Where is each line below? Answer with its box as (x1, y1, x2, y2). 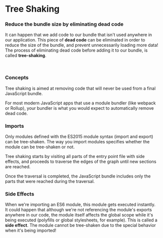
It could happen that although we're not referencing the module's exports (5, 207, 152, 213)
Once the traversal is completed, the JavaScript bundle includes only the (5, 173, 151, 179)
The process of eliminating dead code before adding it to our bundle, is (5, 47, 148, 53)
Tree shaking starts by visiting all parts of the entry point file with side (5, 154, 145, 159)
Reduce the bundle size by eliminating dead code (5, 21, 124, 28)
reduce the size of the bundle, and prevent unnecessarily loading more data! (5, 42, 159, 48)
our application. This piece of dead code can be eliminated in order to (5, 37, 145, 43)
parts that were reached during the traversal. (5, 178, 95, 184)
